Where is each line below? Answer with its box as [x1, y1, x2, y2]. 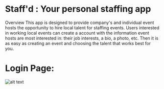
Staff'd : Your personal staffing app [5, 3, 151, 15]
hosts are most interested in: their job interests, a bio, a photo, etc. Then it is [5, 35, 159, 41]
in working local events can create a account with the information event [5, 30, 149, 36]
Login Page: [5, 63, 55, 74]
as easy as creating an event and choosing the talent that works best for [5, 40, 151, 46]
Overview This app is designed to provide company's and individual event [5, 20, 154, 25]
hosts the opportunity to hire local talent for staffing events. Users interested [5, 24, 160, 30]
